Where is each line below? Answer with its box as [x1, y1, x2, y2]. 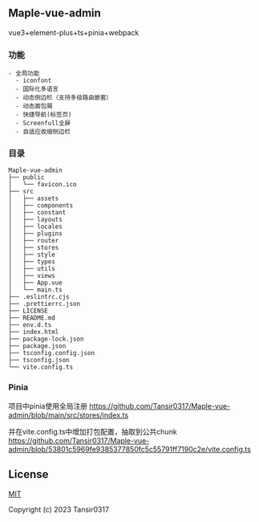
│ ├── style [8, 251, 56, 259]
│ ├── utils [8, 265, 56, 273]
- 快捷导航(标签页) [15, 111, 72, 119]
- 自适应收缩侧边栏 [15, 128, 71, 136]
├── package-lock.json [8, 335, 84, 344]
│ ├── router [8, 237, 59, 245]
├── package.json [8, 342, 67, 350]
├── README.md [8, 314, 56, 322]
